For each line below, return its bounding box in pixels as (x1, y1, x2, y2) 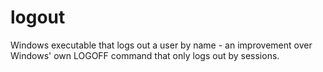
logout (10, 6, 66, 29)
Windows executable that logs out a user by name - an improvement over (10, 39, 313, 51)
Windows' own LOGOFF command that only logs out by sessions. (10, 49, 280, 61)
